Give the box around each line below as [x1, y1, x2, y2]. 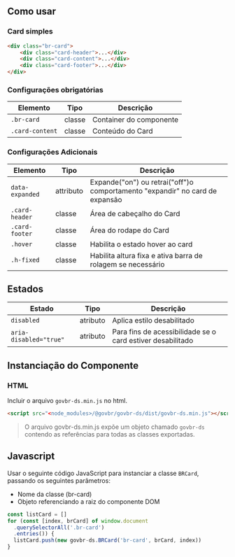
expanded [10, 190, 40, 198]
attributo [55, 185, 84, 195]
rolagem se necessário [90, 259, 165, 269]
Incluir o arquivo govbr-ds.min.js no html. [7, 397, 128, 405]
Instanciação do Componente [7, 360, 139, 372]
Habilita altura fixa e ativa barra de [90, 251, 203, 260]
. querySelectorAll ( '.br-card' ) [13, 524, 105, 531]
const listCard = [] [7, 511, 68, 518]
